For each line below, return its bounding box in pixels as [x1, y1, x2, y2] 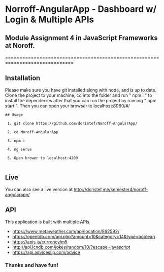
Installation [5, 74, 40, 82]
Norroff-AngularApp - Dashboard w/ [5, 3, 157, 15]
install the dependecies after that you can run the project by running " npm [5, 97, 157, 103]
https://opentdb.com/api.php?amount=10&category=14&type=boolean [12, 233, 155, 240]
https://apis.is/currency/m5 [12, 239, 68, 245]
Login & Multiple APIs [5, 14, 95, 25]
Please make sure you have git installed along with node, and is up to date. [5, 87, 157, 93]
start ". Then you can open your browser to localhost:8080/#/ [5, 103, 130, 109]
